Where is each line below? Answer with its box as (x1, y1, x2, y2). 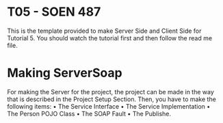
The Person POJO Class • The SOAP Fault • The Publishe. (7, 109, 171, 118)
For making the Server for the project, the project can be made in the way (7, 87, 214, 96)
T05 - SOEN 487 (7, 4, 101, 20)
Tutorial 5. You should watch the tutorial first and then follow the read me (7, 33, 213, 42)
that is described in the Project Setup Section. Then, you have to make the (7, 95, 217, 103)
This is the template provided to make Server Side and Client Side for (7, 27, 202, 35)
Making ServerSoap (7, 66, 122, 81)
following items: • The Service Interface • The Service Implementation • (7, 102, 211, 110)
